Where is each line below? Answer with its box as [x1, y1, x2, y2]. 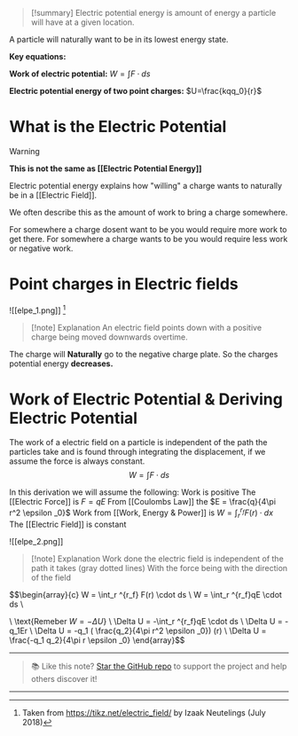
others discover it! [30, 673, 98, 684]
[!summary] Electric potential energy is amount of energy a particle [30, 8, 277, 18]
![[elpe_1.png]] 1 [9, 303, 67, 316]
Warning [9, 145, 40, 156]
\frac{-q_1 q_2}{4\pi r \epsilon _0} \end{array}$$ [9, 634, 185, 646]
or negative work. [9, 243, 74, 254]
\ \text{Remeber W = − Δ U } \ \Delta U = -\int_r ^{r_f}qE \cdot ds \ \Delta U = [9, 615, 284, 626]
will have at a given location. [30, 17, 135, 27]
